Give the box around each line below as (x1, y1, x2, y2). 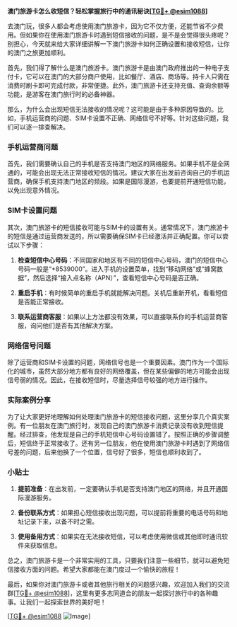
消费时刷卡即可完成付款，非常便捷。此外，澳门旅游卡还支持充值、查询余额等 (7, 81, 230, 89)
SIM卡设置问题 (7, 205, 58, 215)
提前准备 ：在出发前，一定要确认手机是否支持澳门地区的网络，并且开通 (17, 485, 222, 493)
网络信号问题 (7, 340, 51, 350)
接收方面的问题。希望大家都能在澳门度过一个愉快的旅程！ (13, 565, 181, 574)
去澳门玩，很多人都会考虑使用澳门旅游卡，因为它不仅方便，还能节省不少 (7, 22, 217, 30)
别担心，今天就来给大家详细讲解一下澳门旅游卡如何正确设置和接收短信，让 (7, 40, 224, 48)
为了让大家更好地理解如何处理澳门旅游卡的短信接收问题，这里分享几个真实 (7, 413, 224, 421)
